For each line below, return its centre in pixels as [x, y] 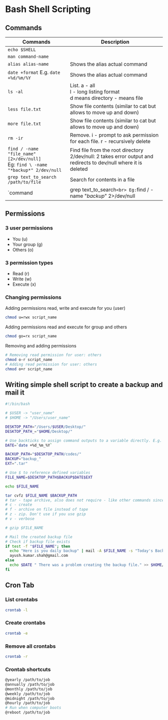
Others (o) [23, 250]
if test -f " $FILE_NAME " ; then [38, 546]
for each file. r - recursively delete [110, 141]
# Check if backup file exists [38, 542]
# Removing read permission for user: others [53, 355]
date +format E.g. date [34, 72]
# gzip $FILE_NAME [24, 528]
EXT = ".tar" [16, 464]
